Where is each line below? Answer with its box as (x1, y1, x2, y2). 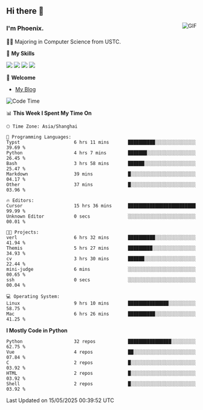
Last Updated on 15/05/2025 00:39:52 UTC (6, 397, 115, 404)
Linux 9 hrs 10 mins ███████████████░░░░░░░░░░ (6, 300, 196, 306)
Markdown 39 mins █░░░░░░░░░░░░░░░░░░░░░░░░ (6, 171, 196, 177)
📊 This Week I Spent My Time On (6, 109, 92, 117)
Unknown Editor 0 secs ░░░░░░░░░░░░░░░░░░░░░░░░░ (6, 213, 196, 220)
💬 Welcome (6, 74, 36, 81)
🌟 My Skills (6, 50, 35, 57)
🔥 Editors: (6, 197, 34, 203)
